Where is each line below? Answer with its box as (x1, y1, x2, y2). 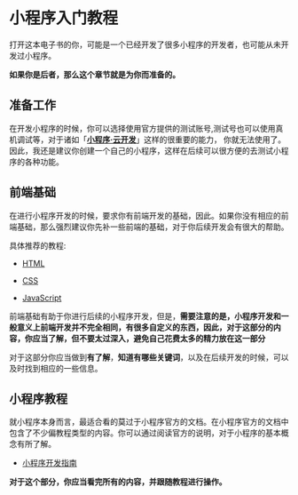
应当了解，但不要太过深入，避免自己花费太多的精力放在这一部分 (32, 332, 266, 343)
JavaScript (21, 292, 62, 303)
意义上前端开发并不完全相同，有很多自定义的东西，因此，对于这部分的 (16, 322, 273, 332)
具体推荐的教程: (9, 240, 67, 251)
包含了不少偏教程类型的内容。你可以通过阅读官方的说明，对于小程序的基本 (9, 427, 281, 438)
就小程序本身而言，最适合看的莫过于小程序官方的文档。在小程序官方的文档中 (9, 417, 289, 427)
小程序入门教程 (9, 8, 119, 28)
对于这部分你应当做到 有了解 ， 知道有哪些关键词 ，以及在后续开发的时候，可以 (9, 352, 289, 363)
